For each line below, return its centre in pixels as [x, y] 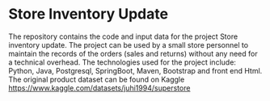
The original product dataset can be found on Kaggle [97, 79]
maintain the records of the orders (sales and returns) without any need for [133, 53]
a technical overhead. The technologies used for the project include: [122, 62]
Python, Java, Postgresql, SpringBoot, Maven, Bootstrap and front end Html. [135, 70]
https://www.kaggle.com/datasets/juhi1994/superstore [99, 88]
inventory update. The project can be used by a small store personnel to [129, 44]
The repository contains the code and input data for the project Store [123, 36]
